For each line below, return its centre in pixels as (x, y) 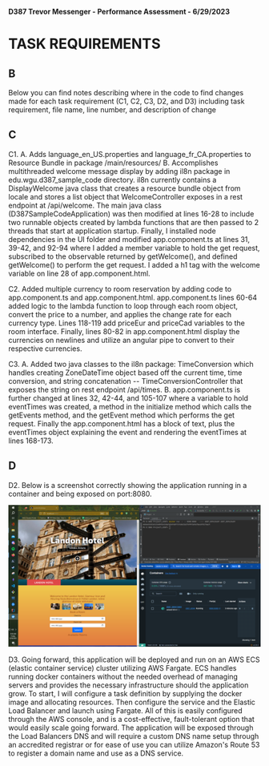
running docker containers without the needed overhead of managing (123, 677)
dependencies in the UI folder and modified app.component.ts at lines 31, (129, 239)
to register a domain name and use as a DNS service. (96, 753)
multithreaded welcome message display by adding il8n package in (119, 171)
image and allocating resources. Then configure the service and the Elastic (132, 702)
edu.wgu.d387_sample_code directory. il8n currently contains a (112, 179)
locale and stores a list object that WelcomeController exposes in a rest (125, 196)
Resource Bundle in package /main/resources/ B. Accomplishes (113, 163)
